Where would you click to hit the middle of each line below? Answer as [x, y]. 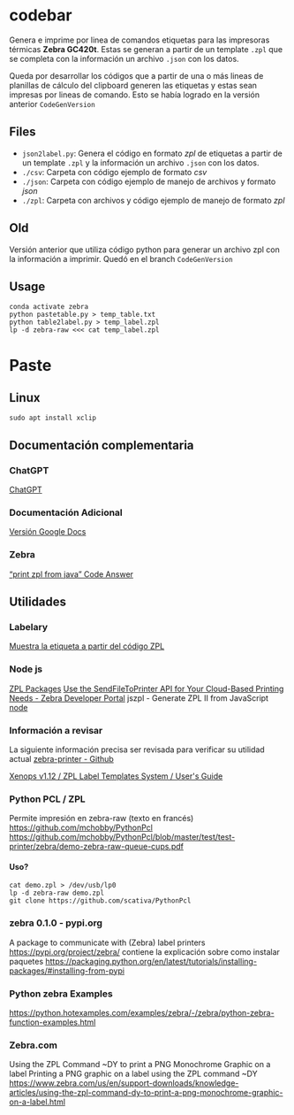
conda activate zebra [49, 307]
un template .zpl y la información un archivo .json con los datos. [140, 162]
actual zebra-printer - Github [62, 758]
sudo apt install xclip [53, 418]
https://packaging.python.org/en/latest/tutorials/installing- [151, 961]
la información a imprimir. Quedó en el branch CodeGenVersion [121, 258]
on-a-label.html [38, 1102]
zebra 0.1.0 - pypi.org [56, 923]
